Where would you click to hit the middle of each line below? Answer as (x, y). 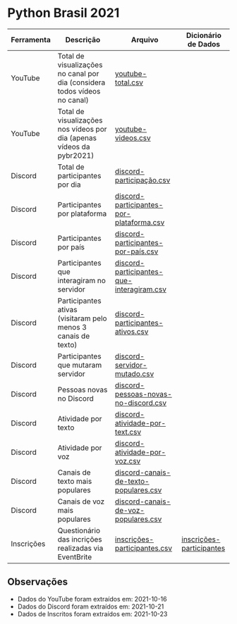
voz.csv (128, 461)
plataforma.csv (140, 222)
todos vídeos (79, 91)
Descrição (83, 39)
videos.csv (133, 137)
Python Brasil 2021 (63, 13)
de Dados (204, 44)
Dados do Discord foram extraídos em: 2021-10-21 (91, 606)
